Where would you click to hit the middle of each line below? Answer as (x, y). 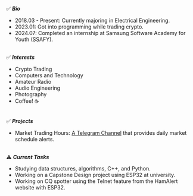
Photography (31, 94)
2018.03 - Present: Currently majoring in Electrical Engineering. (92, 20)
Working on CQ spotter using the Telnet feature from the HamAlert (96, 181)
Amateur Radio (33, 82)
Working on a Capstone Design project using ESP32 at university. (95, 175)
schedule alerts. (35, 139)
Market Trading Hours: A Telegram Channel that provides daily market (101, 133)
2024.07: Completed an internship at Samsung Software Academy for (100, 33)
